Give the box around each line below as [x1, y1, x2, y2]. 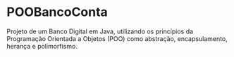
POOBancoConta [6, 4, 109, 20]
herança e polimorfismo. [6, 42, 78, 50]
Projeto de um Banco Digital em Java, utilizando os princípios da [6, 27, 194, 35]
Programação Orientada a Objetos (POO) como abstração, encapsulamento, [6, 34, 228, 42]
